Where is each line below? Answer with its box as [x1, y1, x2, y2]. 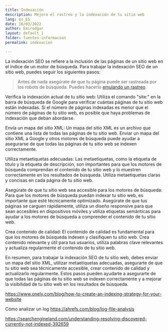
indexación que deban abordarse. [5, 115, 75, 121]
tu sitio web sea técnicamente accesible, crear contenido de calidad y [5, 265, 150, 271]
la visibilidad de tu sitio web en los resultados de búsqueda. [5, 281, 129, 287]
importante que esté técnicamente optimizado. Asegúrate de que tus [5, 197, 147, 203]
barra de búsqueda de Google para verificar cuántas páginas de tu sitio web [5, 99, 163, 105]
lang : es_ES [5, 17, 30, 22]
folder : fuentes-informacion [5, 36, 66, 41]
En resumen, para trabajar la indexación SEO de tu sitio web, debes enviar [5, 254, 158, 260]
